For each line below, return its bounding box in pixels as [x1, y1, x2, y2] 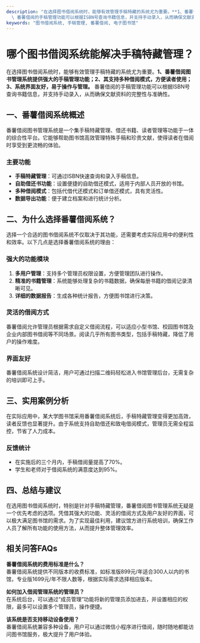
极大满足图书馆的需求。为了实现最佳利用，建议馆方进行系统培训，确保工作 [11, 517, 194, 524]
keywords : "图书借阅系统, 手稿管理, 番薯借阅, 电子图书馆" [6, 20, 139, 26]
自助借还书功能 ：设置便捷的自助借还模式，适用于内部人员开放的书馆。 [14, 180, 187, 187]
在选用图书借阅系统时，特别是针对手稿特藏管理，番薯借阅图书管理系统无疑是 [6, 502, 194, 509]
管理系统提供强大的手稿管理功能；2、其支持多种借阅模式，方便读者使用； [11, 76, 192, 83]
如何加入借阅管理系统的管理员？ [6, 588, 85, 595]
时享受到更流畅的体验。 [6, 141, 64, 149]
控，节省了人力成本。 [6, 427, 58, 434]
